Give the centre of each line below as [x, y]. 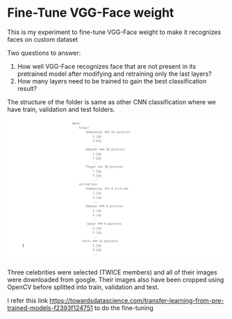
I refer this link [28, 301]
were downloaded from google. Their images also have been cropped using [116, 280]
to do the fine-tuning [124, 308]
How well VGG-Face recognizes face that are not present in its [107, 66]
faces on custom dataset [43, 39]
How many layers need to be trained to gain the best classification [112, 81]
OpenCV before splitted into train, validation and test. [83, 287]
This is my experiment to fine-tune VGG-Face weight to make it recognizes [114, 32]
